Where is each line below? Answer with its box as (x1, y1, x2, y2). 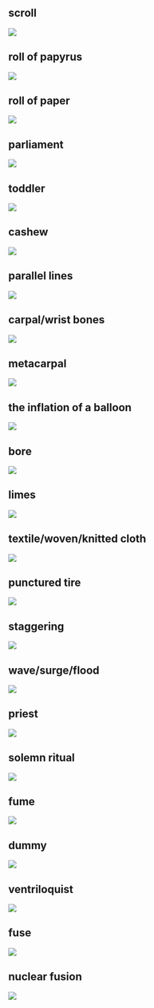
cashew (8, 225, 49, 239)
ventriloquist (8, 882, 73, 896)
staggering (8, 619, 65, 633)
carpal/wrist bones (8, 313, 105, 326)
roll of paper (8, 94, 70, 108)
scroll (8, 6, 38, 20)
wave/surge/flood (8, 663, 100, 677)
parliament (8, 137, 64, 151)
